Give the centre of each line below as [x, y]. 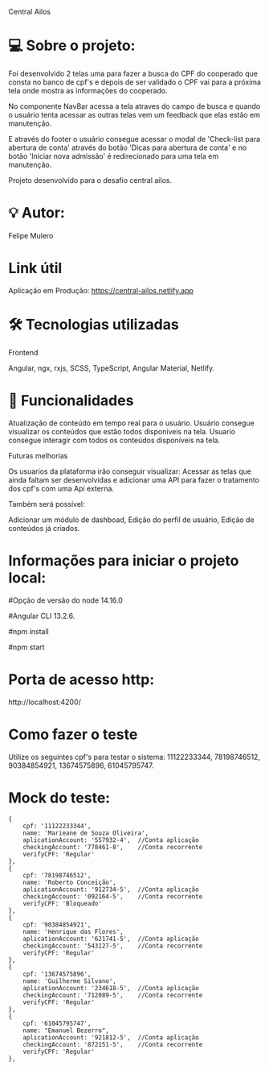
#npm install [29, 631]
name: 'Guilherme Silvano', [69, 981]
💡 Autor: [37, 213]
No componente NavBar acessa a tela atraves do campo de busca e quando [134, 106]
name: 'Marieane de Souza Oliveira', [86, 833]
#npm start [26, 647]
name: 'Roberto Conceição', [69, 883]
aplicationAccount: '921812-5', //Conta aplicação [111, 1038]
